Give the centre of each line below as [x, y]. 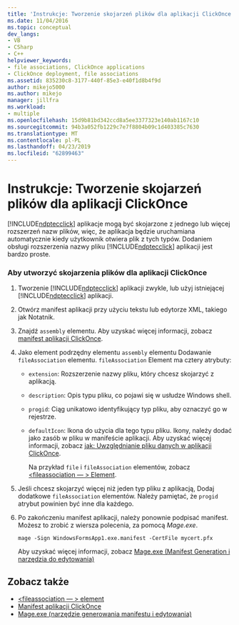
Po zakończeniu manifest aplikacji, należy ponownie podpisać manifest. [123, 518]
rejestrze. [42, 417]
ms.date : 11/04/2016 [38, 21]
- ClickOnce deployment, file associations [73, 74]
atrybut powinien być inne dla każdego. [76, 504]
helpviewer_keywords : [40, 61]
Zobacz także [38, 582]
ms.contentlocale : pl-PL [44, 140]
